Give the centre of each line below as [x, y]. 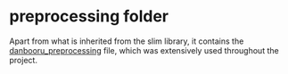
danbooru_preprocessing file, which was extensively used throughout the [144, 50]
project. [24, 60]
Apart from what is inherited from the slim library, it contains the [127, 41]
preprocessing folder [89, 16]
